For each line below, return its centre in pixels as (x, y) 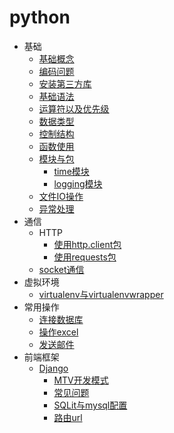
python (40, 17)
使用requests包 (85, 257)
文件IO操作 (61, 196)
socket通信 (61, 269)
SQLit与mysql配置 (90, 405)
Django (53, 368)
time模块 (71, 171)
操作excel (58, 332)
